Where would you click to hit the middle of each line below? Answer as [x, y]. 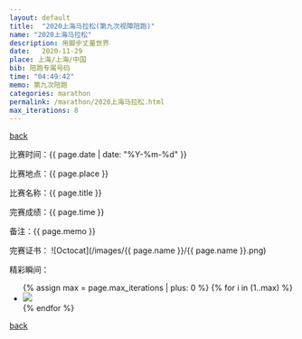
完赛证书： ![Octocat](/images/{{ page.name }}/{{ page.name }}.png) [138, 250]
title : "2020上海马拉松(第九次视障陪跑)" [82, 26]
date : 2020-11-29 [46, 52]
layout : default [40, 18]
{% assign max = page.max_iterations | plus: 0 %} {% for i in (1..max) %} [158, 288]
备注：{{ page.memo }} [53, 231]
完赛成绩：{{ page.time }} [57, 212]
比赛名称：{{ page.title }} [56, 193]
